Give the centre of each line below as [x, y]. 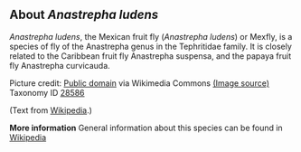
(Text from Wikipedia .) [51, 110]
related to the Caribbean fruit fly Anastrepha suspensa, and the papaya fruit [150, 56]
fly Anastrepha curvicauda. [60, 65]
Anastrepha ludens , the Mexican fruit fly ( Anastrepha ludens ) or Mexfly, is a [151, 36]
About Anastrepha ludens [84, 15]
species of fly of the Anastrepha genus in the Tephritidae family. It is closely [150, 46]
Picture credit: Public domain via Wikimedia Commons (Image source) [139, 83]
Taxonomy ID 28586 [47, 92]
